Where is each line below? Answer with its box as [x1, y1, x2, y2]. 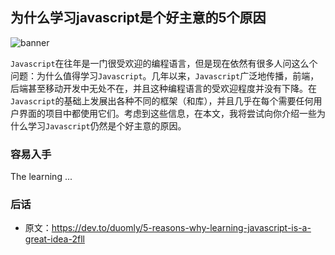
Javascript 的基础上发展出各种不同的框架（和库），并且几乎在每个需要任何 [10, 94, 314, 107]
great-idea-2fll [24, 233, 85, 245]
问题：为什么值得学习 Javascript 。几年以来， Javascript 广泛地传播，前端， [10, 69, 320, 82]
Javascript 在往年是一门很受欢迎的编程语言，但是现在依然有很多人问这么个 [10, 57, 318, 69]
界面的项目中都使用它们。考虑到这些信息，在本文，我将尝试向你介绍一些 [18, 107, 317, 119]
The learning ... [10, 171, 73, 183]
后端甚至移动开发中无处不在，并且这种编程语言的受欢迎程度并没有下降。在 [10, 82, 317, 94]
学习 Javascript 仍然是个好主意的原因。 [27, 119, 187, 132]
